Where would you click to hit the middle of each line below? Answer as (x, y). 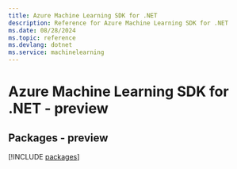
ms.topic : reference (42, 38)
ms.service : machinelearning (56, 52)
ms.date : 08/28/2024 (42, 30)
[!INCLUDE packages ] (44, 157)
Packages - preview (58, 138)
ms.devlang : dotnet (40, 45)
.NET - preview (58, 109)
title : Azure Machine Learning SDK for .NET (83, 15)
